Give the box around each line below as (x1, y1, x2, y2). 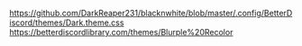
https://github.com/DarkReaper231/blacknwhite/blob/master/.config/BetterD (9, 8, 293, 18)
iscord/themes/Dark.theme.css (9, 17, 124, 28)
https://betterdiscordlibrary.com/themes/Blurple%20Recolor (9, 27, 233, 37)
